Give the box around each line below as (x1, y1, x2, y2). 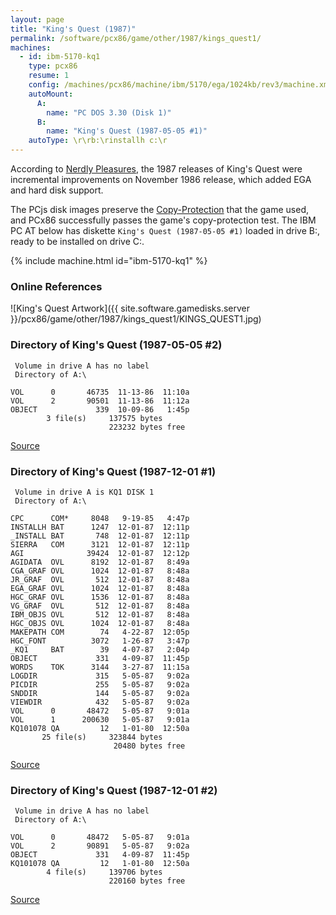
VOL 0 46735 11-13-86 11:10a (10, 387, 190, 397)
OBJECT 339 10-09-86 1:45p (10, 404, 190, 415)
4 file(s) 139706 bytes (46, 867, 163, 878)
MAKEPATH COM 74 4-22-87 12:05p (10, 627, 190, 637)
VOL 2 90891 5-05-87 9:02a (10, 841, 190, 851)
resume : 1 (28, 71, 70, 81)
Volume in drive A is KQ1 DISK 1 (14, 487, 155, 497)
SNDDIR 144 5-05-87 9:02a (10, 688, 190, 698)
